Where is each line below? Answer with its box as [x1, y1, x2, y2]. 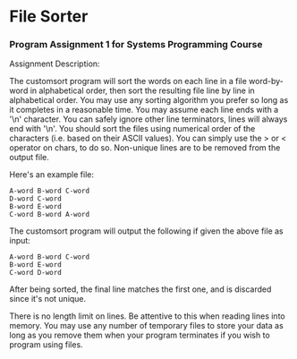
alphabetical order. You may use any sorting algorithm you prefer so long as [9, 95, 289, 106]
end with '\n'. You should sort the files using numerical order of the [9, 124, 256, 134]
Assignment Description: [9, 58, 100, 69]
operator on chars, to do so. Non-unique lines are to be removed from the [9, 142, 281, 153]
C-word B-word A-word [9, 210, 90, 219]
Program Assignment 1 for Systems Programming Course [9, 38, 263, 51]
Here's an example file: [9, 169, 94, 180]
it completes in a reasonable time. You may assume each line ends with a [9, 105, 279, 115]
